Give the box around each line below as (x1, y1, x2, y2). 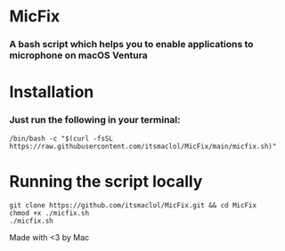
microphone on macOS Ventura (9, 49, 149, 61)
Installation (9, 82, 94, 102)
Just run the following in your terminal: (9, 114, 181, 126)
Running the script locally (9, 171, 203, 191)
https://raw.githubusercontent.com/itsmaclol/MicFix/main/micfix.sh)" (9, 142, 277, 150)
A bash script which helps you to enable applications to (9, 38, 254, 51)
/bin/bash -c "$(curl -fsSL (9, 134, 114, 143)
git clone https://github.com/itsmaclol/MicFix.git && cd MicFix (9, 200, 256, 210)
